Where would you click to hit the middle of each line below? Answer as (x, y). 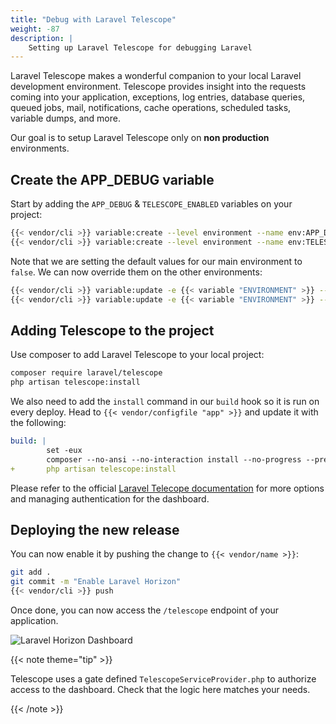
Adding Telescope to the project (112, 330)
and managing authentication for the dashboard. (110, 498)
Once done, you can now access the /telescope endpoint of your (145, 610)
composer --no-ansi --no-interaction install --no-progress (174, 459)
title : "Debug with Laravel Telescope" (93, 19)
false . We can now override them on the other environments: (136, 272)
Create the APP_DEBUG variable (112, 179)
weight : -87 (35, 29)
